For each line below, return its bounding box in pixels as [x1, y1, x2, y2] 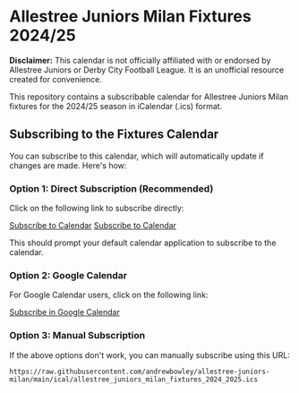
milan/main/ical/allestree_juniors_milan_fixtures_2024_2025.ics [9, 374, 258, 384]
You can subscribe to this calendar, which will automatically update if [9, 150, 264, 161]
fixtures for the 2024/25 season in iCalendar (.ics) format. [9, 100, 223, 111]
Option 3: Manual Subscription [9, 329, 146, 342]
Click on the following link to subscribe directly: [9, 203, 184, 214]
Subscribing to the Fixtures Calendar [9, 127, 219, 142]
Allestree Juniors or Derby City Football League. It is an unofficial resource [9, 64, 285, 75]
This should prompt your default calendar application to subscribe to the [9, 237, 277, 248]
